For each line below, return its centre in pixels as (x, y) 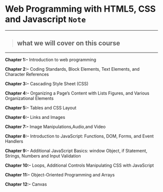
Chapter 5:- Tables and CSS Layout (41, 108)
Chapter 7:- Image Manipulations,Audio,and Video (55, 126)
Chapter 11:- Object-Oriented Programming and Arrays (60, 174)
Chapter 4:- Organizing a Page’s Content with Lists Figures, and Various (77, 93)
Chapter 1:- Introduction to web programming (51, 59)
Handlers (14, 141)
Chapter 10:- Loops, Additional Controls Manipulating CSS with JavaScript (80, 165)
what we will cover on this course (68, 43)
